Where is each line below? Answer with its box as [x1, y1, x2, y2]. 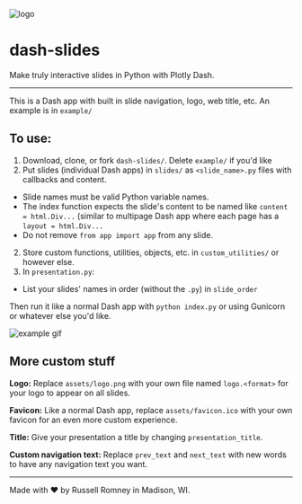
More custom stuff [9, 354, 116, 369]
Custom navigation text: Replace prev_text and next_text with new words [9, 449, 288, 460]
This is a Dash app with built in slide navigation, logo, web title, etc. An [9, 95, 270, 106]
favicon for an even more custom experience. [9, 414, 178, 425]
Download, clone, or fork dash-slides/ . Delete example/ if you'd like [22, 155, 272, 165]
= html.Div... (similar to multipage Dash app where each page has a [22, 210, 280, 221]
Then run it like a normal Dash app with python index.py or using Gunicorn [9, 301, 286, 312]
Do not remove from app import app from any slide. [22, 229, 214, 240]
